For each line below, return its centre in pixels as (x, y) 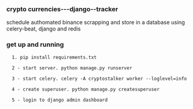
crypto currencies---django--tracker (62, 9)
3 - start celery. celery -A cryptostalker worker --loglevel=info (100, 79)
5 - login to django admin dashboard (60, 100)
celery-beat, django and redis (44, 29)
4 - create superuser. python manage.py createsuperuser (86, 89)
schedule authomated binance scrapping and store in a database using (96, 23)
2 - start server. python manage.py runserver (72, 68)
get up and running (35, 44)
